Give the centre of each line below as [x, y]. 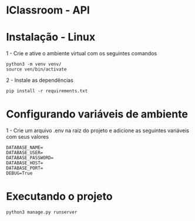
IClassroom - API [48, 10]
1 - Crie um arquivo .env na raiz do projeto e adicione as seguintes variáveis [98, 130]
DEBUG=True [19, 173]
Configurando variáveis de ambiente [97, 114]
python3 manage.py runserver [42, 212]
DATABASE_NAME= [25, 148]
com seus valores [27, 137]
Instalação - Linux [51, 37]
